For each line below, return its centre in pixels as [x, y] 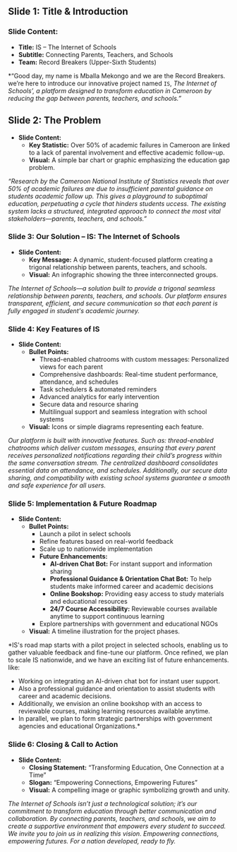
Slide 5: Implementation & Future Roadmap [83, 504]
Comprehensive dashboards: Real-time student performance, [128, 375]
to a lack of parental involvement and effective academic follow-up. [127, 152]
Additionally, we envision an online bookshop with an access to [110, 704]
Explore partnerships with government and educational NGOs [128, 624]
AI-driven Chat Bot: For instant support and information [131, 564]
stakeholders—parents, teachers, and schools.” [78, 219]
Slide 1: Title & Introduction [68, 12]
